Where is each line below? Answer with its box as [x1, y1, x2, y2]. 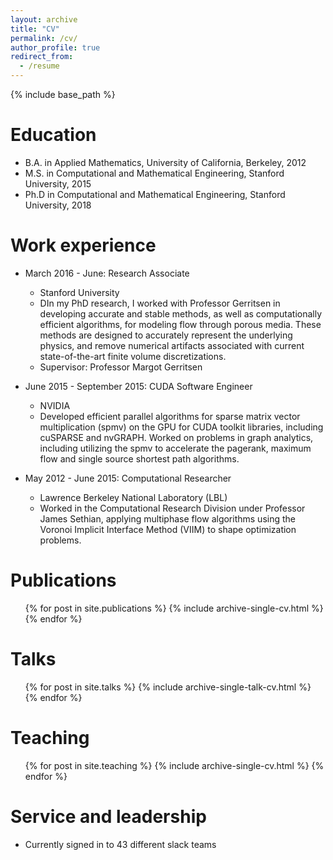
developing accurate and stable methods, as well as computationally [39, 307, 323, 320]
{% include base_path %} [10, 89, 116, 100]
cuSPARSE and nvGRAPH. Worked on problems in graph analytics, [39, 431, 314, 443]
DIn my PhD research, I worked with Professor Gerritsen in [39, 297, 281, 309]
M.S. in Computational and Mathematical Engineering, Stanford [24, 167, 285, 179]
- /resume [19, 61, 60, 71]
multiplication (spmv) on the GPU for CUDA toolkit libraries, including [39, 421, 324, 433]
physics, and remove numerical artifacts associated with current [39, 339, 305, 351]
